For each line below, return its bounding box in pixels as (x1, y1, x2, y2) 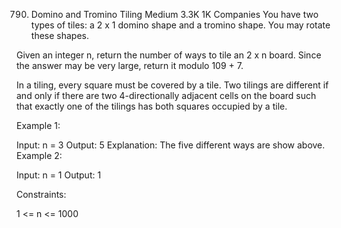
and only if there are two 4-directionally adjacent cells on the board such (16, 90, 317, 101)
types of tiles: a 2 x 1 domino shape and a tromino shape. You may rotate (30, 19, 331, 31)
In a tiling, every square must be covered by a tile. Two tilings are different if (16, 79, 329, 91)
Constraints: (16, 189, 67, 200)
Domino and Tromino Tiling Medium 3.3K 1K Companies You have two (30, 9, 319, 20)
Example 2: (16, 150, 63, 161)
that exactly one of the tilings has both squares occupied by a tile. (16, 100, 288, 112)
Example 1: (16, 120, 61, 131)
